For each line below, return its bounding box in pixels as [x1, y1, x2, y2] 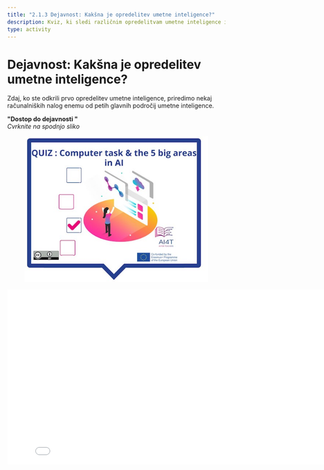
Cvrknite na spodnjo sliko [7, 122, 80, 131]
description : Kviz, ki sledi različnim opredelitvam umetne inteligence [7, 18, 222, 26]
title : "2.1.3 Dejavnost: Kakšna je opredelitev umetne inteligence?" [7, 11, 215, 18]
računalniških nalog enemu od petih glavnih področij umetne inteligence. [7, 101, 215, 110]
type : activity [7, 26, 51, 33]
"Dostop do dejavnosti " [7, 115, 78, 123]
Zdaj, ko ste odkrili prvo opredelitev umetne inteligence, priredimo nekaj [7, 94, 213, 103]
